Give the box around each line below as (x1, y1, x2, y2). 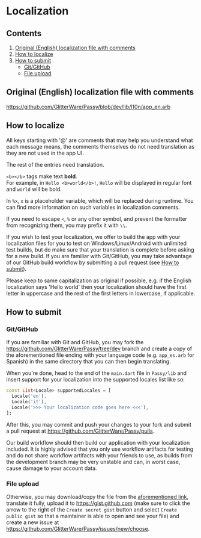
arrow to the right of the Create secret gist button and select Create (6, 506, 177, 513)
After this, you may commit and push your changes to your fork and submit (6, 421, 192, 428)
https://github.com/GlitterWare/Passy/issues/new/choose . (6, 525, 150, 532)
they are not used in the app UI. (6, 149, 84, 156)
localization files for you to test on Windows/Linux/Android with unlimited (6, 240, 187, 247)
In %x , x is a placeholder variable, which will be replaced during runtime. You (6, 197, 194, 204)
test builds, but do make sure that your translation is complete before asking (6, 246, 194, 253)
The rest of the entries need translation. (6, 161, 104, 168)
